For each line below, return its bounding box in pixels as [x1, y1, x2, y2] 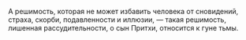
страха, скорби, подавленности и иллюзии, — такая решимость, [8, 15, 227, 24]
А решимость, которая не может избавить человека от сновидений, [8, 7, 239, 16]
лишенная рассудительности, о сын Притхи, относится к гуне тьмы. [8, 24, 239, 32]
